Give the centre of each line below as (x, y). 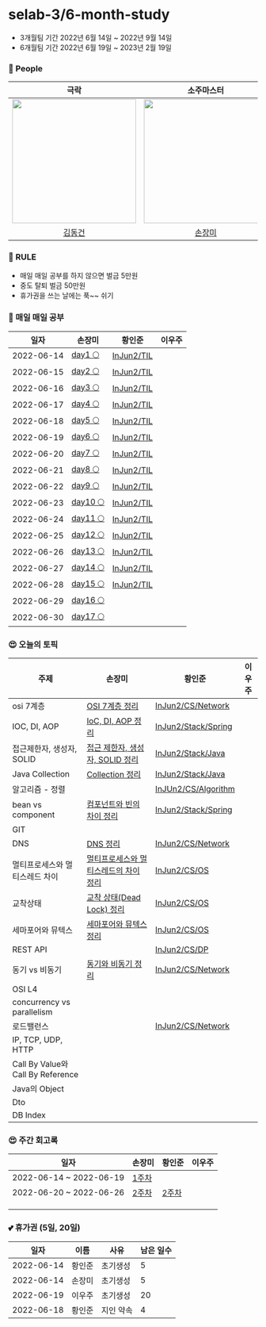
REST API (30, 949)
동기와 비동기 (110, 964)
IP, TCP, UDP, (38, 1040)
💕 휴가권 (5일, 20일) (44, 1228)
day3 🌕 (85, 387)
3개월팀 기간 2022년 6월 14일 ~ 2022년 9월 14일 (96, 37)
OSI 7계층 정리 (113, 706)
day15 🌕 (88, 583)
